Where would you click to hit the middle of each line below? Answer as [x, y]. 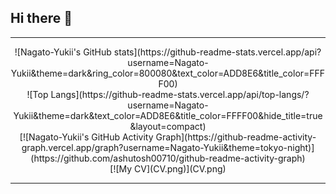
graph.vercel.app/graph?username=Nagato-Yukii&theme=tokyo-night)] [168, 147]
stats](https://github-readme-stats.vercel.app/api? [217, 52]
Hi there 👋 [41, 18]
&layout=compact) [168, 126]
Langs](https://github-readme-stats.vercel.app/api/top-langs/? [180, 94]
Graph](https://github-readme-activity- [236, 137]
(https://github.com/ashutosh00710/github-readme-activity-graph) [168, 158]
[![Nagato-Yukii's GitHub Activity [86, 137]
